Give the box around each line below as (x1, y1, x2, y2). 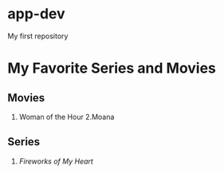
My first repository (7, 31, 69, 41)
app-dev (7, 5, 65, 23)
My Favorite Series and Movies (7, 59, 217, 77)
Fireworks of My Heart (18, 156, 93, 166)
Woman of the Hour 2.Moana (18, 112, 115, 121)
